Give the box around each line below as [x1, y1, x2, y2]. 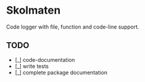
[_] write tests [14, 62, 49, 70]
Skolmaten [6, 4, 61, 17]
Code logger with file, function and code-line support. [6, 23, 140, 30]
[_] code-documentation [14, 56, 75, 63]
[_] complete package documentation [14, 69, 108, 76]
